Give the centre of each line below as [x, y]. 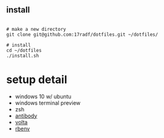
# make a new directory [36, 29]
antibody [26, 116]
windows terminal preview [48, 103]
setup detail [37, 80]
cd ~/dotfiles [24, 50]
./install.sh [23, 56]
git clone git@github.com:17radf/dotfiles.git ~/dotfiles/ [82, 34]
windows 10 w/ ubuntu [43, 96]
